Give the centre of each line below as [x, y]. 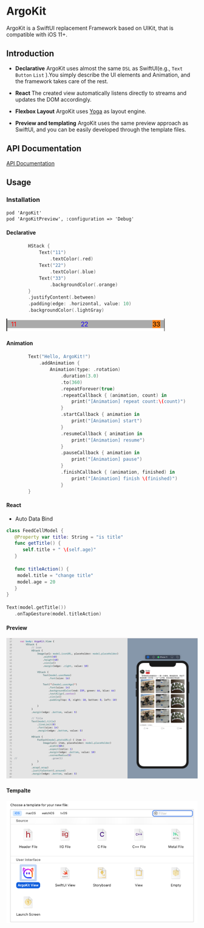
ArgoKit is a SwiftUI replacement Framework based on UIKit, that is [90, 28]
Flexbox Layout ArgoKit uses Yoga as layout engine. [81, 111]
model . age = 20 [36, 582]
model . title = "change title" [56, 575]
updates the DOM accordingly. [53, 99]
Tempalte [19, 790]
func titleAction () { [42, 569]
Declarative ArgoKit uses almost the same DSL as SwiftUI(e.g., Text [99, 68]
